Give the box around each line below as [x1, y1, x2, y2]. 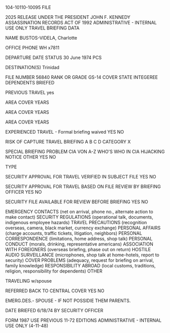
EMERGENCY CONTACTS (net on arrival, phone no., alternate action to [5, 208, 153, 215]
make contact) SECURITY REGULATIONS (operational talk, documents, [5, 214, 153, 220]
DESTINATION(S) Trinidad [5, 65, 60, 70]
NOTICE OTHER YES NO [5, 154, 56, 160]
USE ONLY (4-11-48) [5, 323, 49, 328]
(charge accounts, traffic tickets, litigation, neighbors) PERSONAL [5, 230, 142, 236]
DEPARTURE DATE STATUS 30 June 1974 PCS [5, 54, 102, 60]
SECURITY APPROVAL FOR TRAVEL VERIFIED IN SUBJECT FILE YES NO [5, 174, 156, 179]
